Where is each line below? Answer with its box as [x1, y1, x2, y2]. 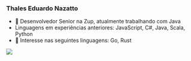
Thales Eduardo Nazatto [6, 4, 78, 13]
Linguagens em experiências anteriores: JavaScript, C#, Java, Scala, [14, 24, 186, 31]
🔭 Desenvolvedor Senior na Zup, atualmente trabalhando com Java [14, 18, 181, 25]
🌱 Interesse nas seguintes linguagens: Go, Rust [14, 37, 132, 44]
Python [14, 30, 33, 38]
